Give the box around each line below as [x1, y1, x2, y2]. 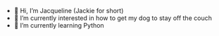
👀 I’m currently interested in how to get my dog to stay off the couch [13, 14, 213, 22]
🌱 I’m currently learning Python [13, 21, 104, 29]
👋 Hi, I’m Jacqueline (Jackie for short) [13, 7, 124, 15]
